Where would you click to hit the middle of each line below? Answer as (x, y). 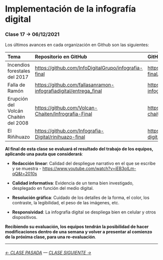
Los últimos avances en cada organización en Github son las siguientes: (77, 45)
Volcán (15, 111)
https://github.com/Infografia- (69, 131)
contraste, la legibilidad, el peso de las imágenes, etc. (66, 203)
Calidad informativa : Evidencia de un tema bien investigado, (73, 183)
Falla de (16, 85)
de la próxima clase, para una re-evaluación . (50, 237)
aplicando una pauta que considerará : (44, 154)
